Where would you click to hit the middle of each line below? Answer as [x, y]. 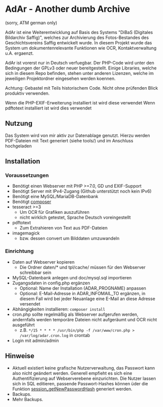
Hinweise [20, 356]
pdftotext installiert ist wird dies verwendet [49, 108]
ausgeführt [23, 325]
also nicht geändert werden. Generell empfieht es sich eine [72, 373]
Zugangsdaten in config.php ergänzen [51, 283]
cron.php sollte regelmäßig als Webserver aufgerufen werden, [75, 314]
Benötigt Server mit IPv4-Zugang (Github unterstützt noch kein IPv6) [82, 191]
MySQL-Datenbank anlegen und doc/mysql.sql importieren [72, 277]
